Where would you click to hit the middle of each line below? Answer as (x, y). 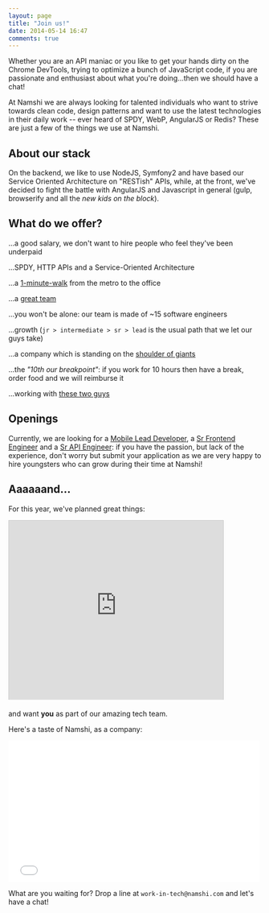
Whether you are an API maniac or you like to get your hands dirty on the (129, 61)
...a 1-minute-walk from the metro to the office (85, 283)
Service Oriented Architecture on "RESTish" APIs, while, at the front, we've (132, 181)
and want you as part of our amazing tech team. (88, 713)
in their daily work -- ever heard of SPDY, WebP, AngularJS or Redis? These (134, 120)
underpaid (25, 251)
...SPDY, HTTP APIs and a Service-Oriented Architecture (102, 267)
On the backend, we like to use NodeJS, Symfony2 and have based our (126, 173)
